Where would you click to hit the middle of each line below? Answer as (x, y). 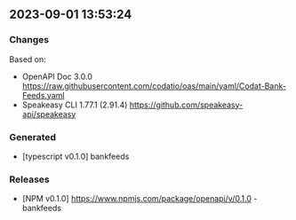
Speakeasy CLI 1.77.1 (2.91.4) (75, 105)
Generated (32, 137)
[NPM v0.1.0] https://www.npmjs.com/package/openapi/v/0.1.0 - (140, 199)
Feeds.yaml (43, 95)
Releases (30, 179)
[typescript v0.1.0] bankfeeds (76, 156)
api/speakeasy (49, 114)
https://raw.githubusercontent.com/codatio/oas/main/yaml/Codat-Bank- (154, 86)
